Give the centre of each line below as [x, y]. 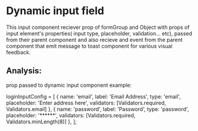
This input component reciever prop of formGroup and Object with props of [98, 27]
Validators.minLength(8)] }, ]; [41, 122]
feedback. [18, 52]
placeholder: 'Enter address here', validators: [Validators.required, [86, 103]
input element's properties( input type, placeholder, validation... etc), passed [99, 33]
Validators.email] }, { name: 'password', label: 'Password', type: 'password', [98, 109]
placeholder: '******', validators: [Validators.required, [71, 115]
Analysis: [24, 71]
